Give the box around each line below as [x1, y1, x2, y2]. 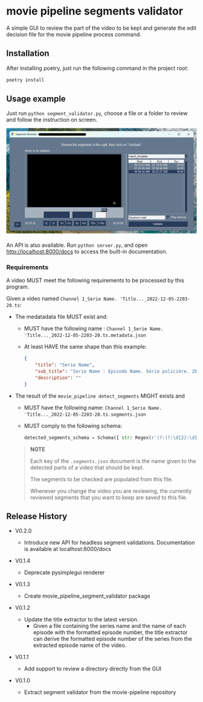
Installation [6, 48, 50, 59]
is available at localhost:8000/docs [24, 546, 112, 553]
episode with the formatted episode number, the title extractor [33, 629, 188, 636]
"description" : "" [35, 375, 82, 381]
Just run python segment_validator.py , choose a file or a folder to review [6, 110, 188, 117]
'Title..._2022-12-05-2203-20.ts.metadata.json [24, 332, 146, 339]
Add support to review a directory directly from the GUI [24, 665, 162, 672]
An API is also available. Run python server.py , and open [6, 241, 148, 249]
